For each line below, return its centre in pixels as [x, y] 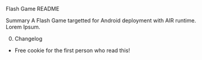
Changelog [28, 38]
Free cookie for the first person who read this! [72, 50]
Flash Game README [33, 9]
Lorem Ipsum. [23, 27]
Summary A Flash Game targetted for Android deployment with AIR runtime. [101, 20]
